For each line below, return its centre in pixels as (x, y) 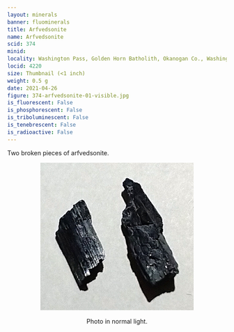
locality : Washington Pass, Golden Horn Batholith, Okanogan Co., (106, 59)
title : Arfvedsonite (37, 29)
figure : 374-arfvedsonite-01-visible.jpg (68, 95)
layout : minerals (32, 15)
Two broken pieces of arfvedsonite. (58, 152)
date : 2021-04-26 (32, 88)
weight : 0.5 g (28, 81)
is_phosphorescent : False (45, 110)
